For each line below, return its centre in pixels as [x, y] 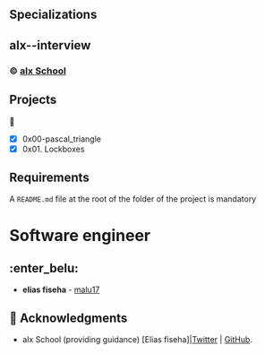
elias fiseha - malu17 [61, 289]
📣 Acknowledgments [68, 318]
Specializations [53, 15]
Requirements [49, 178]
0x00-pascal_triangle [61, 139]
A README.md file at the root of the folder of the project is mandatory [133, 199]
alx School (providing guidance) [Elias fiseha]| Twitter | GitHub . [137, 340]
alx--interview [50, 45]
